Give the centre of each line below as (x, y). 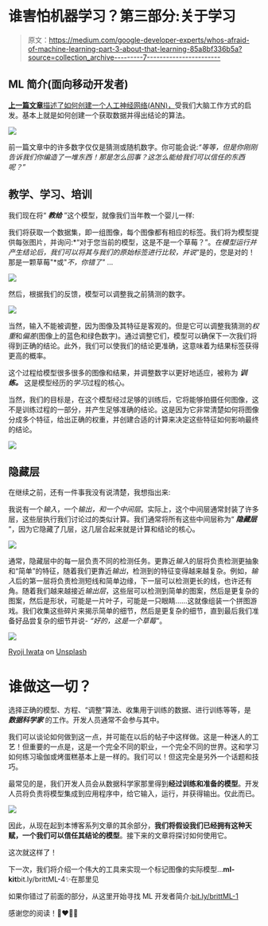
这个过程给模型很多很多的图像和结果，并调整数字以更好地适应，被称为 (123, 372)
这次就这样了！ (33, 853)
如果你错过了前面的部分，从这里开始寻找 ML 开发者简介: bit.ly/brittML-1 (123, 897)
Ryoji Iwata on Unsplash (48, 652)
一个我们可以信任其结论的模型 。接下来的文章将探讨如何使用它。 (126, 836)
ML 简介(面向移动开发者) (68, 84)
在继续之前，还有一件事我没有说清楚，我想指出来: (89, 492)
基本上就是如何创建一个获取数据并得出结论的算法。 (105, 115)
